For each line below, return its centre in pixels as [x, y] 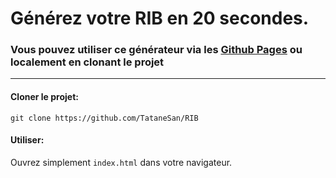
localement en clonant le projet [87, 62]
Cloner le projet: [44, 97]
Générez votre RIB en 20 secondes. [160, 18]
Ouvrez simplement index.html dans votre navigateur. [121, 162]
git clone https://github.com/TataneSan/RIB [104, 118]
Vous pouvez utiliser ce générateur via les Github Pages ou [156, 50]
